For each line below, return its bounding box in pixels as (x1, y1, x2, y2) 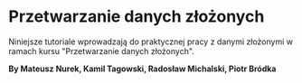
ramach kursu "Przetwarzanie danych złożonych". (8, 45, 195, 56)
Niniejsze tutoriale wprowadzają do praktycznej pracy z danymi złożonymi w (8, 36, 294, 47)
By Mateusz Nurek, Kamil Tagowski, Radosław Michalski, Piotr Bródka (8, 63, 277, 74)
